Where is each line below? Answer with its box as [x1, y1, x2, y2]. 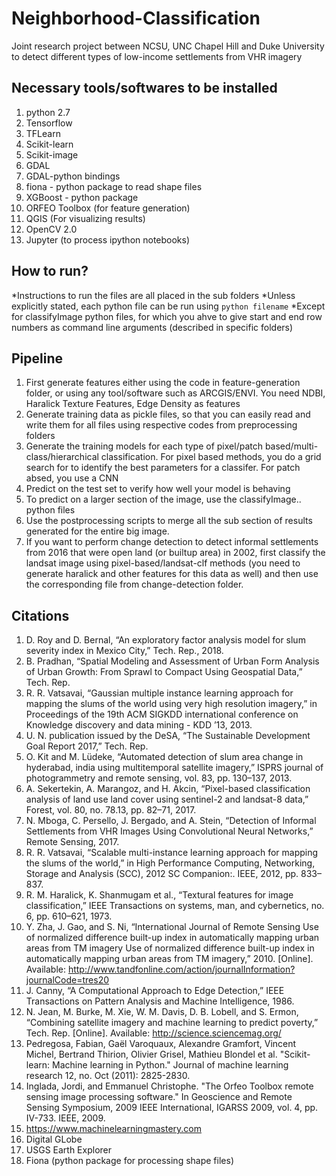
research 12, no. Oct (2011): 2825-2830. [25, 1070, 191, 1082]
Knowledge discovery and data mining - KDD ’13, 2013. [25, 719, 253, 731]
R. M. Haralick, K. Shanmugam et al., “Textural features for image [25, 889, 294, 901]
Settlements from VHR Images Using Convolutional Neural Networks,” [25, 825, 314, 837]
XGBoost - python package [25, 191, 139, 203]
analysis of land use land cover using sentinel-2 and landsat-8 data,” [25, 793, 309, 806]
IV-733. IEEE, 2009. [25, 1112, 106, 1124]
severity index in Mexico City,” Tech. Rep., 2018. [25, 645, 224, 657]
